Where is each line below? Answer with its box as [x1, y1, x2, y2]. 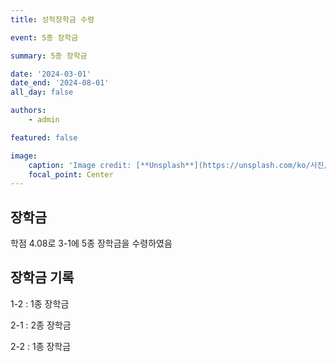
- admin [28, 115, 60, 125]
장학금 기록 [10, 269, 75, 286]
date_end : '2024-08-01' [10, 78, 110, 88]
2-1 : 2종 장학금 [10, 319, 72, 331]
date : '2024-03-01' [10, 69, 92, 79]
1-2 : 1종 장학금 [10, 297, 70, 310]
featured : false [10, 132, 78, 143]
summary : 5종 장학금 [10, 51, 88, 61]
